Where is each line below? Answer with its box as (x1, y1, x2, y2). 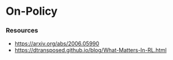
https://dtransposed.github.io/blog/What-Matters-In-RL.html (14, 47, 167, 54)
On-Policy (6, 4, 58, 18)
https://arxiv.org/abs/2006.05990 (14, 40, 100, 47)
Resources (6, 26, 39, 35)
